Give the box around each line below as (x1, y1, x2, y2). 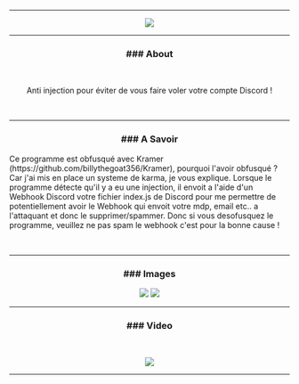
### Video (125, 319, 174, 331)
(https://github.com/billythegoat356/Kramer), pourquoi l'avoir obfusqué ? (9, 162, 279, 174)
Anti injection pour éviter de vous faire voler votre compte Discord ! (26, 86, 273, 96)
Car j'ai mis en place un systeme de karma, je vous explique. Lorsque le (9, 172, 272, 183)
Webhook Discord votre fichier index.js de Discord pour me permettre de (9, 191, 277, 201)
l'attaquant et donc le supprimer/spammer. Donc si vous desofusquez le (9, 210, 274, 221)
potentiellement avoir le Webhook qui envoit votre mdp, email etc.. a (9, 200, 259, 211)
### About (125, 47, 174, 60)
